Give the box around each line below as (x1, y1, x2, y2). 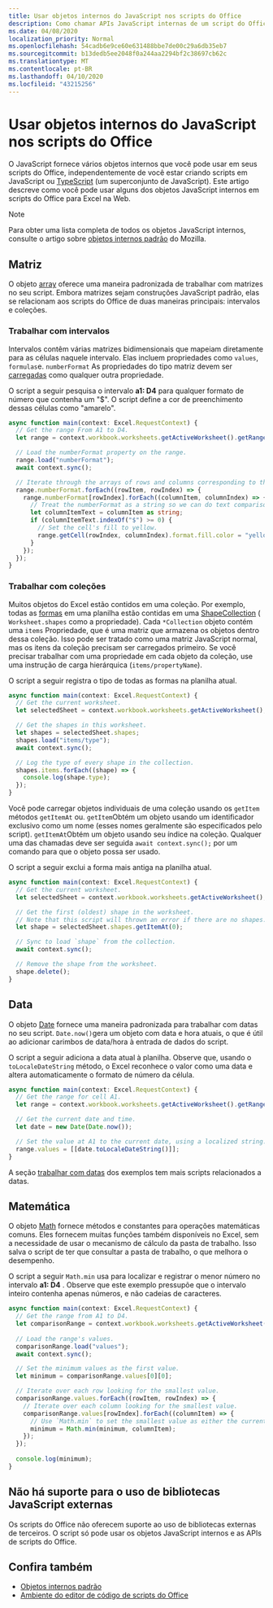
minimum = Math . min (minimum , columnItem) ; (29, 1425, 176, 1433)
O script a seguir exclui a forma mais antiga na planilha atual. (8, 863, 212, 872)
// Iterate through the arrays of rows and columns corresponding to (15, 478, 256, 487)
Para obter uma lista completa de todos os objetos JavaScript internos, (8, 225, 246, 235)
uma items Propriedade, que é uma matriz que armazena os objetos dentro (8, 625, 260, 635)
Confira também (8, 1560, 93, 1575)
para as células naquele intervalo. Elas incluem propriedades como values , (8, 352, 258, 362)
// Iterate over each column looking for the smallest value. (23, 1401, 238, 1410)
